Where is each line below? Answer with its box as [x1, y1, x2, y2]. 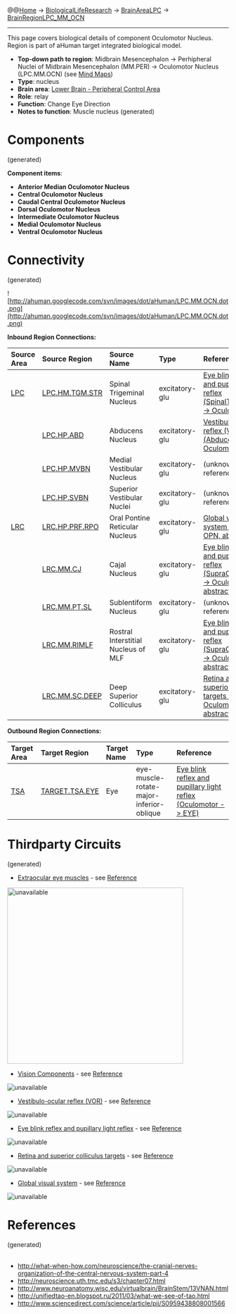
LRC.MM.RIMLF [41, 639, 93, 649]
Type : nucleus [17, 78, 60, 85]
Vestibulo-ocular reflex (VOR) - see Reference [17, 1096, 151, 1105]
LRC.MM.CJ [41, 564, 82, 574]
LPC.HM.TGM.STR [41, 388, 103, 398]
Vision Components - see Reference [17, 1069, 123, 1078]
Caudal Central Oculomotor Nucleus [17, 197, 126, 206]
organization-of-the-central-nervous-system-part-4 [17, 1269, 169, 1277]
